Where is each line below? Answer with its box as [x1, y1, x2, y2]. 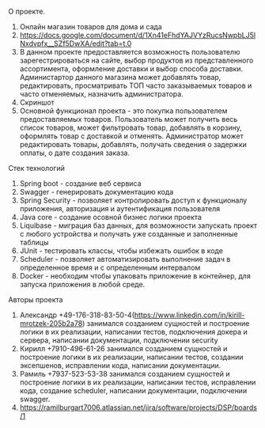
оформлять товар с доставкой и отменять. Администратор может [19, 131, 244, 141]
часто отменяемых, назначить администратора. [19, 89, 184, 98]
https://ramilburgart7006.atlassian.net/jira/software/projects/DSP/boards [19, 403, 257, 412]
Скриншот [19, 98, 55, 107]
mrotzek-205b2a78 [19, 319, 83, 328]
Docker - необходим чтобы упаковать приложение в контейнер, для [19, 271, 251, 280]
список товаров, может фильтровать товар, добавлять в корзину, [19, 123, 243, 132]
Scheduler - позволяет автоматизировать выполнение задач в [19, 255, 231, 263]
